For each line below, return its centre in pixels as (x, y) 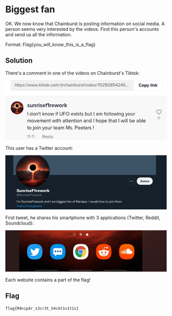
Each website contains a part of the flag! (48, 280)
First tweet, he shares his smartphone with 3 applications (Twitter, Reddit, (83, 218)
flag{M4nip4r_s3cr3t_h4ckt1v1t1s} (42, 308)
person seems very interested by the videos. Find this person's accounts (82, 29)
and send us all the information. (39, 34)
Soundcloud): (20, 223)
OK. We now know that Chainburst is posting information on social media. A (85, 24)
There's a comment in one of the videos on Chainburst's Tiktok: (72, 73)
